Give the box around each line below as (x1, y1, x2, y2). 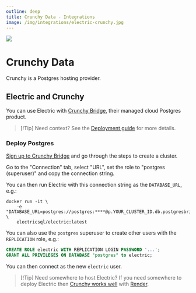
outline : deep (6, 8, 41, 15)
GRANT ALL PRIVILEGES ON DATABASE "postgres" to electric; (6, 252, 153, 259)
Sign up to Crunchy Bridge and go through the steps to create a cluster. (6, 152, 178, 159)
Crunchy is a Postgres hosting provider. (6, 75, 101, 82)
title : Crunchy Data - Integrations (6, 14, 95, 20)
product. (6, 113, 27, 120)
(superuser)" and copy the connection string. (6, 170, 115, 177)
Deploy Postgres (6, 139, 54, 148)
